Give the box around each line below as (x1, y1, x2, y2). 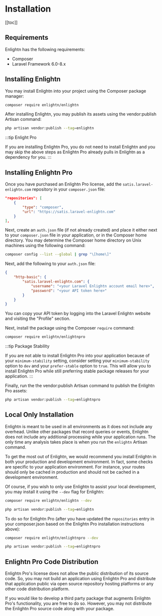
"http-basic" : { (14, 275, 47, 280)
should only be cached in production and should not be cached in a (5, 469, 139, 475)
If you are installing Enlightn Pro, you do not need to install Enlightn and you (5, 144, 156, 150)
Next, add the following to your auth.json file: (5, 261, 96, 266)
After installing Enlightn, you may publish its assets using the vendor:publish (5, 111, 157, 117)
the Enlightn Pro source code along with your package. (5, 606, 115, 612)
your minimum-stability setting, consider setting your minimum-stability (5, 358, 150, 364)
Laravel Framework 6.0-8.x (12, 61, 66, 67)
